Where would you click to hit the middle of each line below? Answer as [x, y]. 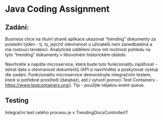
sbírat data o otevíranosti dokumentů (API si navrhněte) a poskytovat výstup [82, 69]
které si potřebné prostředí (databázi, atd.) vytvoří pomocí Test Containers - [81, 80]
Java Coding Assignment [58, 9]
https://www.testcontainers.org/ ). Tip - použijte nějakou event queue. [75, 85]
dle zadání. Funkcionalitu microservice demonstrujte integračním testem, [78, 75]
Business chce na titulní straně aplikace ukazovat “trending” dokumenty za [81, 39]
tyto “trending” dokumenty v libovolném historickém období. [66, 55]
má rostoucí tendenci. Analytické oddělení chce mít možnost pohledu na [78, 49]
